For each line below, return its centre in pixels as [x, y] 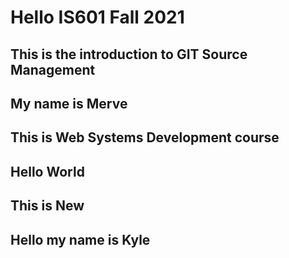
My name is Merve [69, 103]
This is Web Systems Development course [145, 137]
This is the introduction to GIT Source [129, 54]
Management [53, 69]
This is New [47, 206]
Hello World [47, 171]
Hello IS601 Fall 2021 [97, 17]
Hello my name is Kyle [80, 239]
